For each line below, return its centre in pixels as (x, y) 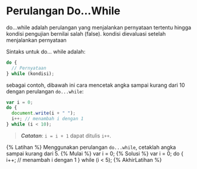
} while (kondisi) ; (30, 73)
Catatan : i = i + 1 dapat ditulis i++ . (66, 136)
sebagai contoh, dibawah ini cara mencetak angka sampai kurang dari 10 (96, 85)
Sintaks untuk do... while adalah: (46, 51)
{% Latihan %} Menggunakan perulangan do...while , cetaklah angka (91, 147)
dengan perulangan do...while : (45, 91)
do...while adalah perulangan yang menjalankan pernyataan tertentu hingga (99, 27)
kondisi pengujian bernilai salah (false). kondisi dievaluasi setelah (86, 33)
